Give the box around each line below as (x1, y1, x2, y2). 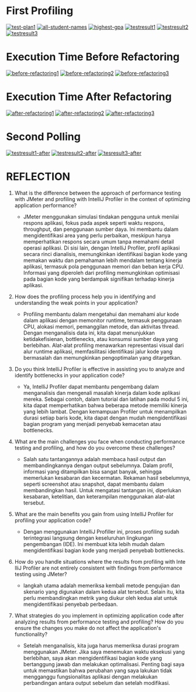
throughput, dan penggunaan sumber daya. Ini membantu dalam (23, 226, 179, 233)
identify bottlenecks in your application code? (14, 371, 125, 379)
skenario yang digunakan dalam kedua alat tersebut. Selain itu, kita (23, 588, 185, 595)
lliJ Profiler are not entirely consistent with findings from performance (14, 564, 183, 571)
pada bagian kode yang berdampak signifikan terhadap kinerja (23, 275, 174, 282)
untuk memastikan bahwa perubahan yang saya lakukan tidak (23, 667, 173, 674)
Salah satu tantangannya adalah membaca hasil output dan (23, 455, 166, 462)
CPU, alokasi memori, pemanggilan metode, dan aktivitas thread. (23, 323, 180, 330)
